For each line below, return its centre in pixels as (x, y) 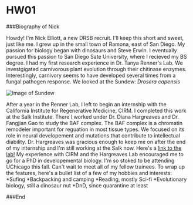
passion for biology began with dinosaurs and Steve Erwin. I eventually (92, 50)
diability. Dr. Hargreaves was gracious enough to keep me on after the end (96, 142)
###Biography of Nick (33, 26)
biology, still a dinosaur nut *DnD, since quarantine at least (77, 185)
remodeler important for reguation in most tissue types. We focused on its (95, 129)
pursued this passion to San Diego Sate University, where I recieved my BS (97, 56)
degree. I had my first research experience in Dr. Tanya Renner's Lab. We (94, 63)
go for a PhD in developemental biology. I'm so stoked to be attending (90, 160)
